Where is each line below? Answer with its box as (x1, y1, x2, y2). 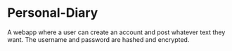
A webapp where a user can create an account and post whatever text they (7, 28, 226, 36)
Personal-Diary (7, 5, 98, 21)
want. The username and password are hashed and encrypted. (7, 35, 190, 43)
